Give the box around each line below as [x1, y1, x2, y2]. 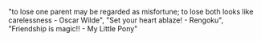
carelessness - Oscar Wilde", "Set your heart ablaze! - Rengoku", [8, 15, 224, 25]
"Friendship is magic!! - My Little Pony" [8, 24, 138, 33]
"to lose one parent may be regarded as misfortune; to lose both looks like [8, 7, 254, 16]
